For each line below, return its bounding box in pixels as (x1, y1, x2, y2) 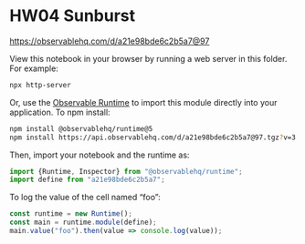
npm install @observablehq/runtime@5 (9, 124, 153, 133)
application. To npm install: (9, 107, 111, 117)
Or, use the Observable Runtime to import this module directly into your (9, 97, 278, 107)
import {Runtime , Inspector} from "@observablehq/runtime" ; (9, 167, 244, 176)
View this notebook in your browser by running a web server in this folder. (9, 53, 288, 64)
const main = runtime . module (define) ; (9, 218, 157, 228)
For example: (9, 63, 59, 74)
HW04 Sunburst (9, 5, 136, 26)
